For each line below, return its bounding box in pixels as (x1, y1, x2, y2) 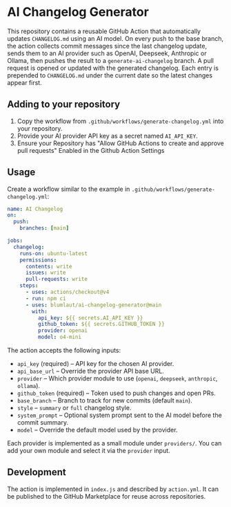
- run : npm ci (25, 295, 67, 302)
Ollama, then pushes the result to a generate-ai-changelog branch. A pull (7, 56, 214, 64)
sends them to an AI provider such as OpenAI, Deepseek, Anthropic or (7, 49, 207, 57)
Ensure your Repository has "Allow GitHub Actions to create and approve (17, 139, 224, 147)
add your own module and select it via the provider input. (7, 447, 170, 455)
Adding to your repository (7, 98, 121, 111)
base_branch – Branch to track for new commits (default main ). (17, 396, 193, 405)
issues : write (25, 269, 67, 277)
